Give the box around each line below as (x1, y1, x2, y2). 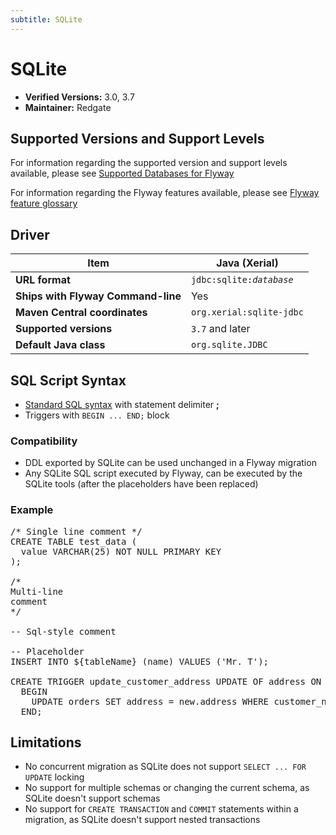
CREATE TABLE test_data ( (10, 536, 138, 547)
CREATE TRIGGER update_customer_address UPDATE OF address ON (10, 676, 322, 687)
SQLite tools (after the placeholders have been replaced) (24, 478, 259, 490)
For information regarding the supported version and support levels (10, 157, 288, 169)
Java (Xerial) (216, 256, 279, 270)
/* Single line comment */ (10, 526, 143, 537)
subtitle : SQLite (10, 14, 83, 25)
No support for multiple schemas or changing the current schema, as (24, 782, 310, 794)
